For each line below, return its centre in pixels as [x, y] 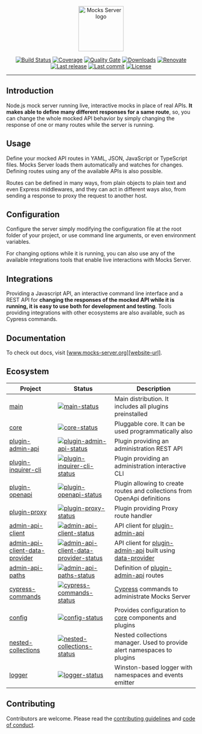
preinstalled [131, 413]
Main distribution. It [142, 398]
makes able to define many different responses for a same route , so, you [98, 112]
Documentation [36, 338]
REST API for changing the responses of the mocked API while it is [90, 300]
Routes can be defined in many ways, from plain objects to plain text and [96, 183]
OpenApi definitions [142, 498]
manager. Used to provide [151, 642]
